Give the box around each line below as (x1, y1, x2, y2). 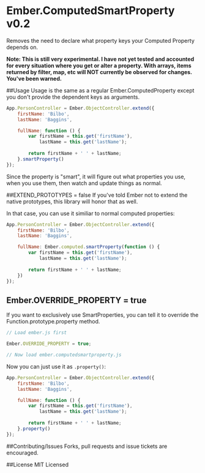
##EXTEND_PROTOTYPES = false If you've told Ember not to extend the (6, 191, 188, 199)
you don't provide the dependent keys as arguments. (6, 93, 140, 100)
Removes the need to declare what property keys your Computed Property (6, 37, 195, 44)
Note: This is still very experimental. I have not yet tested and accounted (6, 55, 195, 62)
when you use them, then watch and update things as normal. (6, 179, 162, 187)
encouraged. (6, 448, 39, 456)
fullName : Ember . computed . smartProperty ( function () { (17, 244, 160, 250)
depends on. (6, 44, 39, 51)
